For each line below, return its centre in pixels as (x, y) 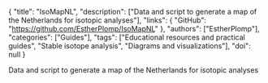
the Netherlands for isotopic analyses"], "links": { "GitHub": (108, 20)
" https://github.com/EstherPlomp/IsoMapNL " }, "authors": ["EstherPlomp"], (134, 29)
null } (17, 54)
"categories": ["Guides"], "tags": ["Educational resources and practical (127, 37)
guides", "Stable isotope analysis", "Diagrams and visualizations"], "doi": (130, 46)
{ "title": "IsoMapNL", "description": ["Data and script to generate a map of (133, 12)
